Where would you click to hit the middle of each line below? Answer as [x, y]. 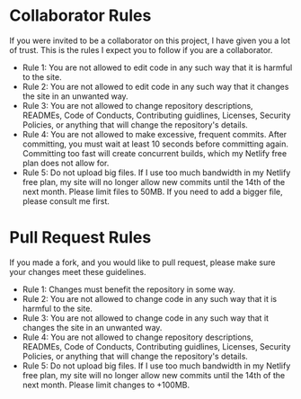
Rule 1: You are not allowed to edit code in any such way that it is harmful [157, 67]
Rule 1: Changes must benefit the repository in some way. [128, 289]
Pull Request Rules [80, 238]
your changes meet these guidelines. [78, 271]
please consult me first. [66, 201]
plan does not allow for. [66, 163]
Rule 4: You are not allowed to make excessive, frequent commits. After [155, 134]
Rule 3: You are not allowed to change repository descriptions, [137, 105]
